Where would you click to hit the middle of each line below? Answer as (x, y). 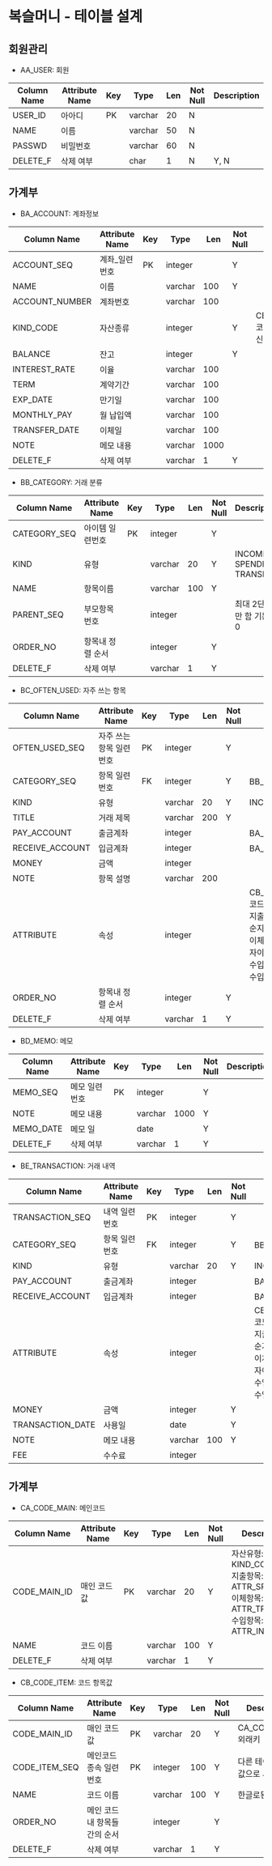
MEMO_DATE (38, 1129)
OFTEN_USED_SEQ (49, 747)
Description (236, 96)
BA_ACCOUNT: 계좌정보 (59, 213)
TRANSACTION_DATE (54, 1424)
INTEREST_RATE (44, 369)
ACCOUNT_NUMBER (52, 301)
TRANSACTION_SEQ (52, 1217)
